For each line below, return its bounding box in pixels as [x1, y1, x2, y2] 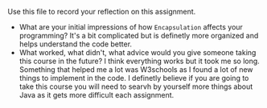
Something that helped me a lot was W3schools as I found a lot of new [18, 65, 254, 74]
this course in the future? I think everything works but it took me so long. [18, 56, 261, 66]
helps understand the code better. [18, 39, 133, 49]
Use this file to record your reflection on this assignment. [7, 7, 196, 16]
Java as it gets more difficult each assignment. [18, 90, 175, 99]
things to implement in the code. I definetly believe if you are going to [18, 74, 249, 82]
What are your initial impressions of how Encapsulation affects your [18, 22, 243, 31]
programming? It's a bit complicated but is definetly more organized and [18, 31, 259, 40]
